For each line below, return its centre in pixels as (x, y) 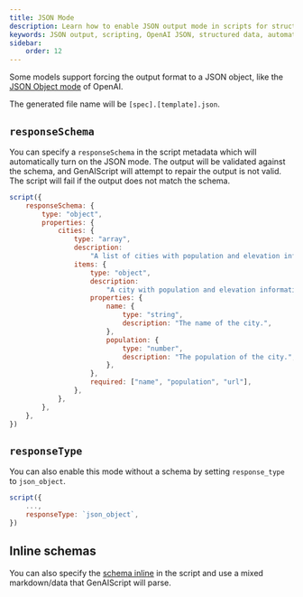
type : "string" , (152, 315)
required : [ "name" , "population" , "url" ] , (171, 382)
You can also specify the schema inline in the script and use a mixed (137, 573)
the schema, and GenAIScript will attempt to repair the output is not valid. (146, 171)
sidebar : (26, 43)
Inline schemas (53, 551)
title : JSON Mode (42, 18)
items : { (90, 264)
